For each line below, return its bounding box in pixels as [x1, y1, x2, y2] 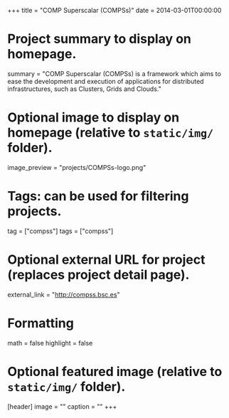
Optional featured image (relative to [7, 363, 223, 380]
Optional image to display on [7, 109, 180, 126]
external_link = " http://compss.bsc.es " [7, 290, 120, 299]
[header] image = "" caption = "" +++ [7, 402, 117, 411]
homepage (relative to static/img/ [7, 124, 214, 141]
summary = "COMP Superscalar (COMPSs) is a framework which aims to [7, 69, 222, 77]
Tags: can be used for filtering [7, 188, 189, 205]
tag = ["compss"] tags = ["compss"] [7, 227, 114, 235]
